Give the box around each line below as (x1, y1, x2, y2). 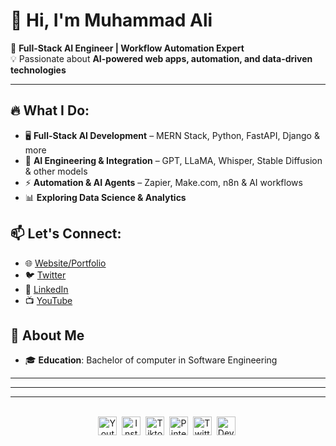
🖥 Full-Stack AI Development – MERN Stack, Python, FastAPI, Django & (24, 129, 320, 141)
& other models (24, 165, 88, 177)
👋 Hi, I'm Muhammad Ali (10, 9, 213, 32)
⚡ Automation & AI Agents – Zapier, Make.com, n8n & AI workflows (24, 176, 303, 188)
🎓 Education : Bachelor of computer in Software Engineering (24, 354, 278, 366)
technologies (10, 64, 67, 76)
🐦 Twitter (24, 269, 67, 281)
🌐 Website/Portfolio (24, 257, 107, 269)
